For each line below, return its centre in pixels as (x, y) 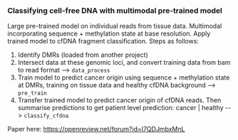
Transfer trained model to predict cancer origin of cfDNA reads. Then (119, 100)
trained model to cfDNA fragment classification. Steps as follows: (103, 41)
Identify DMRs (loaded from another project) (83, 55)
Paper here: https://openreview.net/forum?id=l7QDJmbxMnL (96, 129)
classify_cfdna (46, 116)
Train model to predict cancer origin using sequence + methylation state (124, 77)
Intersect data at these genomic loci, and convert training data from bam (124, 63)
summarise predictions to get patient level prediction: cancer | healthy (120, 108)
